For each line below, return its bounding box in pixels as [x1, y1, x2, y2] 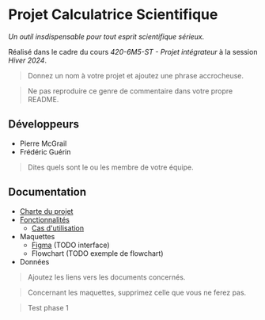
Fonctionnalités [19, 215, 70, 224]
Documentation [8, 185, 87, 199]
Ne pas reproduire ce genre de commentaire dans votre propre [27, 86, 233, 96]
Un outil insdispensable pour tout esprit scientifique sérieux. [8, 32, 205, 41]
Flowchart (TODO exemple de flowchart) [31, 248, 164, 258]
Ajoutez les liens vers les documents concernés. [27, 272, 186, 282]
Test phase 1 [27, 303, 69, 312]
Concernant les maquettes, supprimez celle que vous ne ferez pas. [27, 288, 247, 297]
